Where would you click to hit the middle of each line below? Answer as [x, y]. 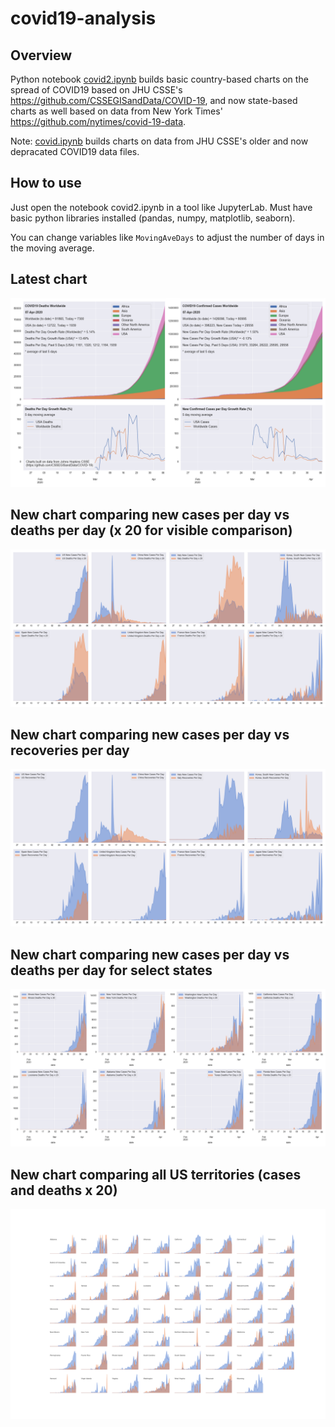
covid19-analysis [83, 18]
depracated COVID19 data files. [75, 151]
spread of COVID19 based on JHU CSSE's [96, 90]
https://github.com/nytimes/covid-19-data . [98, 121]
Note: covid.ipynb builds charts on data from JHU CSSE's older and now [159, 141]
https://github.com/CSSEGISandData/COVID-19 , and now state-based [154, 100]
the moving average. [52, 248]
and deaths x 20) [64, 1190]
